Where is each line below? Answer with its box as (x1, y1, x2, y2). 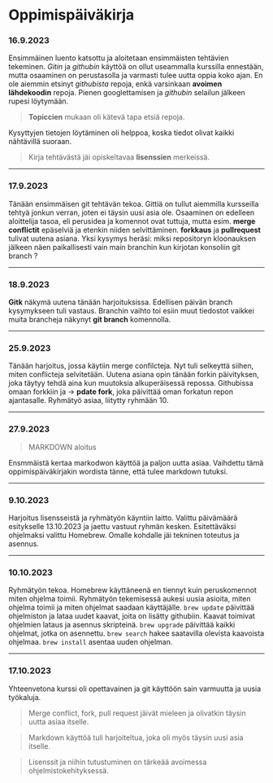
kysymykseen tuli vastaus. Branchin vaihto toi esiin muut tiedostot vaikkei (8, 306, 254, 316)
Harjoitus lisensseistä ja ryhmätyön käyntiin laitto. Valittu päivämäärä (8, 513, 238, 523)
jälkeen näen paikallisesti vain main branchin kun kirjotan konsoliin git (8, 242, 241, 252)
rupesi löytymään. (8, 96, 69, 107)
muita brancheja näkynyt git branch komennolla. (8, 315, 171, 325)
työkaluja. (8, 692, 41, 702)
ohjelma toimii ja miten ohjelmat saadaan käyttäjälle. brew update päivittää (8, 602, 254, 612)
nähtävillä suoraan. (8, 137, 71, 147)
